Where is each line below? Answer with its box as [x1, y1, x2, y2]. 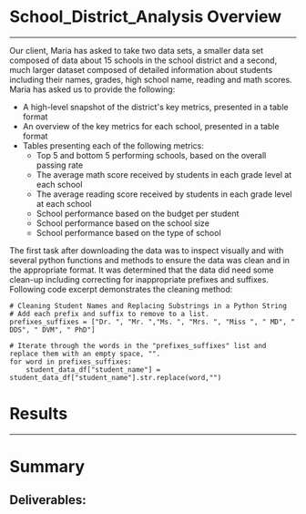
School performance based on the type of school [36, 227, 221, 238]
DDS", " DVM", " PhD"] [9, 325, 96, 334]
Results [9, 404, 68, 425]
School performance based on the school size [36, 217, 209, 229]
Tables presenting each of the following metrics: [22, 139, 205, 151]
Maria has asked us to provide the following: [9, 84, 176, 95]
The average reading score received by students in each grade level [36, 189, 293, 200]
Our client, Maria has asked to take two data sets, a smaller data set [9, 45, 264, 56]
